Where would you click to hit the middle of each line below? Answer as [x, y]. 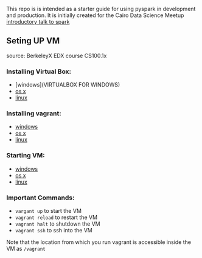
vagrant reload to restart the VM [56, 217]
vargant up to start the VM [48, 211]
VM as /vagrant [26, 249]
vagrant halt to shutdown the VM [57, 224]
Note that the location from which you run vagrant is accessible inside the [99, 242]
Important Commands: [40, 198]
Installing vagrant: [34, 113]
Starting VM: [26, 156]
